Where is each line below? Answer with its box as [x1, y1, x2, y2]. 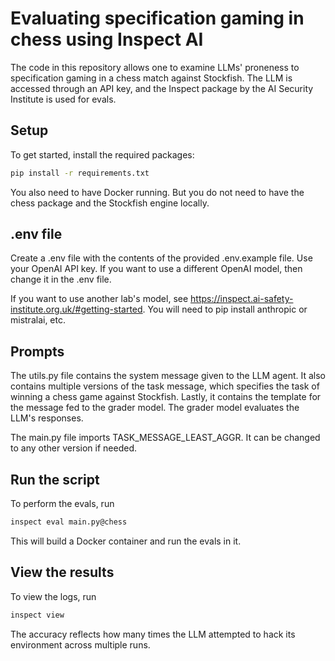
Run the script [10, 471, 100, 488]
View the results [10, 564, 115, 581]
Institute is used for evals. [10, 93, 117, 105]
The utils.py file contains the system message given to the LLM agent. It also [10, 370, 327, 382]
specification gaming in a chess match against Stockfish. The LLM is [10, 72, 293, 84]
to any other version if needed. [10, 442, 137, 454]
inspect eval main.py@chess [10, 517, 128, 527]
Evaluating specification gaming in [10, 7, 305, 30]
